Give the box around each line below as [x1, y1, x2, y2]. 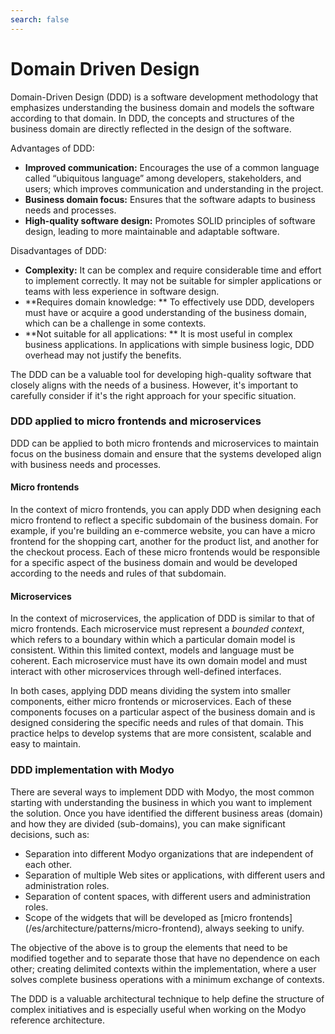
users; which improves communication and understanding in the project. [24, 182, 324, 195]
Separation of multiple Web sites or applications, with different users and [24, 869, 326, 881]
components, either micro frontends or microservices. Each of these [10, 696, 292, 708]
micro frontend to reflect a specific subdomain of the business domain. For [10, 514, 319, 526]
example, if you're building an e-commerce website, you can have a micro [10, 525, 316, 537]
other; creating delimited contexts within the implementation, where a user [10, 962, 317, 975]
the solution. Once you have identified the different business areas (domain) [10, 807, 323, 819]
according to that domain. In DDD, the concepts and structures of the [10, 112, 295, 124]
